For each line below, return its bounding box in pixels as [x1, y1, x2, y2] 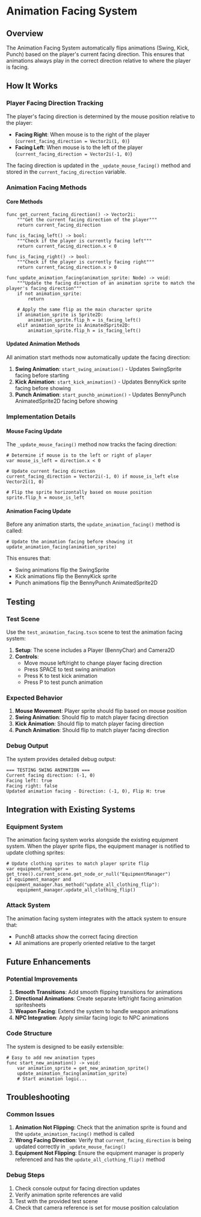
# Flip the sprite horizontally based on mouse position [6, 490, 152, 496]
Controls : [14, 653, 39, 660]
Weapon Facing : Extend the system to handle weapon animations [14, 1008, 179, 1015]
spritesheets [14, 1001, 46, 1008]
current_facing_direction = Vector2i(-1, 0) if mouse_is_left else [6, 473, 179, 480]
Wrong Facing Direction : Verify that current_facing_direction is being [14, 1137, 191, 1144]
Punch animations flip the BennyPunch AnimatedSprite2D [14, 579, 158, 586]
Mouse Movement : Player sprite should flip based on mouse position [14, 707, 187, 715]
